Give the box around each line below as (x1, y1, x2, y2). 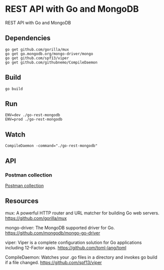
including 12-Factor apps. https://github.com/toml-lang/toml (5, 244, 127, 250)
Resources (5, 197, 39, 205)
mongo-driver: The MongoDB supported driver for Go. (5, 225, 115, 231)
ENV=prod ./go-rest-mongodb (5, 117, 63, 122)
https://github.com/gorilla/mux (5, 215, 67, 221)
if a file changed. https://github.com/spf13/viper (5, 259, 102, 265)
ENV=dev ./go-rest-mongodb (5, 113, 60, 118)
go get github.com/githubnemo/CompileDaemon (5, 60, 98, 65)
